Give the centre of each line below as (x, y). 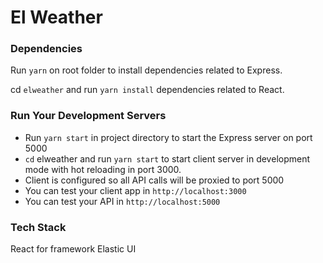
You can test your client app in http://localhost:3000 (135, 190)
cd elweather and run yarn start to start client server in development (167, 158)
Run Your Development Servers (88, 116)
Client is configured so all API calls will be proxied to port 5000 (154, 180)
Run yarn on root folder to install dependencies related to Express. (146, 70)
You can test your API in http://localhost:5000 (122, 201)
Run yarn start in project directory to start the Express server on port (168, 137)
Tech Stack (38, 227)
